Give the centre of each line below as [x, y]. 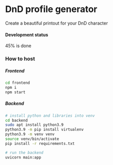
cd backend [16, 120]
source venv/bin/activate [32, 139]
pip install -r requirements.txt [40, 143]
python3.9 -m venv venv [30, 134]
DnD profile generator [51, 9]
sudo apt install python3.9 [34, 125]
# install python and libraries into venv [50, 116]
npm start [15, 92]
